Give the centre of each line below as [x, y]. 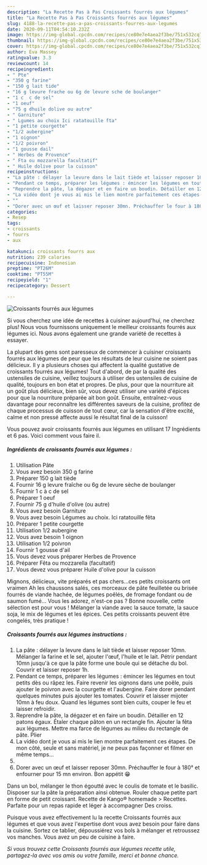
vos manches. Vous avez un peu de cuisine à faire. [71, 837]
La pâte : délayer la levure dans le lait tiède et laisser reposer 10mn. [101, 650]
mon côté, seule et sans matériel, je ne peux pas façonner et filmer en [104, 748]
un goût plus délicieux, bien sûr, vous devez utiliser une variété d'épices [98, 391]
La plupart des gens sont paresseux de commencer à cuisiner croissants [99, 352]
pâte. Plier [29, 735]
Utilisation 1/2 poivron [43, 543]
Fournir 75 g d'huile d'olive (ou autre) [63, 504]
